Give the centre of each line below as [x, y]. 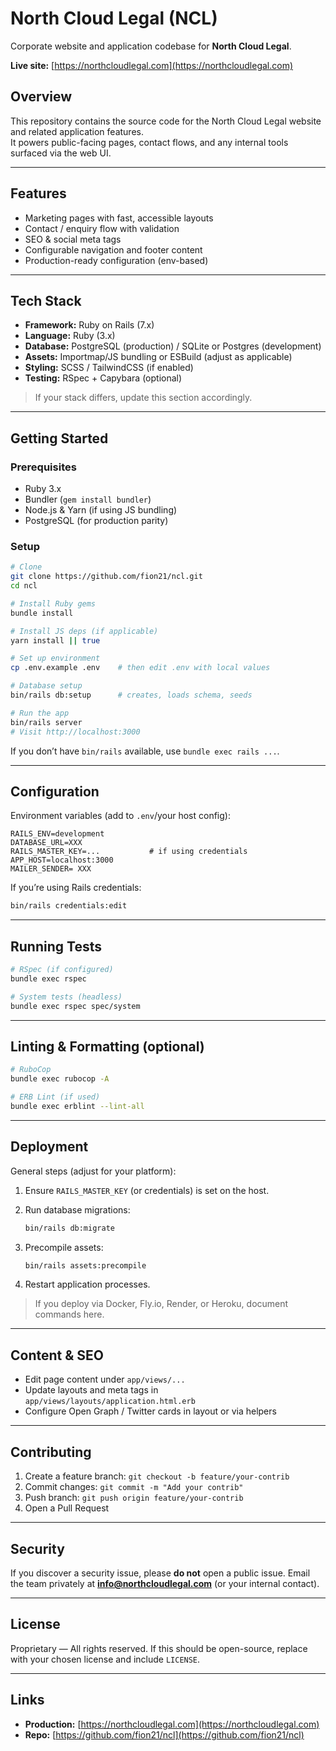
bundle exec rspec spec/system [75, 1006]
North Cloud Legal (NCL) [114, 18]
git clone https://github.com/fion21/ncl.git [106, 577]
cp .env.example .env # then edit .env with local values [140, 668]
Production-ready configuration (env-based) [116, 260]
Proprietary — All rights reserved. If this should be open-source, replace [159, 1648]
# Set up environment [55, 658]
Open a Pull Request [67, 1508]
